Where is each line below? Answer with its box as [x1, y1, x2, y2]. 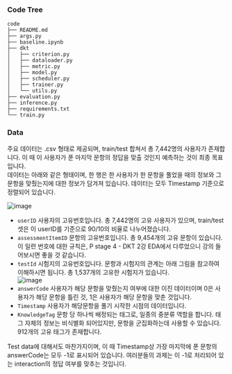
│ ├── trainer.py [7, 81, 64, 88]
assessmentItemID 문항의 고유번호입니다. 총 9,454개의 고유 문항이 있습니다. [17, 233, 224, 241]
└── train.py [7, 112, 45, 119]
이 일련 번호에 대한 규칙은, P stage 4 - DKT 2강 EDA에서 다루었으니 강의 [17, 241, 214, 250]
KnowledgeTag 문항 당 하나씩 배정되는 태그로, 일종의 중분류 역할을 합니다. [17, 310, 214, 318]
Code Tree [7, 5, 43, 15]
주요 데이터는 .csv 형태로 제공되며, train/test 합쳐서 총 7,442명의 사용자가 [7, 144, 207, 153]
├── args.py [7, 33, 42, 40]
